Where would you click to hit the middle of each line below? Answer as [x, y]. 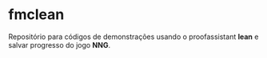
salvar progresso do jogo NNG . [59, 44]
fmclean [36, 15]
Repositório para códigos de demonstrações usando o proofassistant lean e [133, 37]
